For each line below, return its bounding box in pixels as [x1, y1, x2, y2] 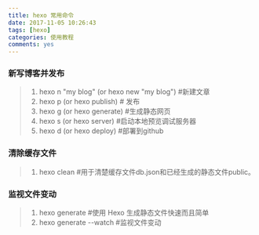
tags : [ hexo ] [8, 26, 51, 34]
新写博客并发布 [8, 68, 65, 79]
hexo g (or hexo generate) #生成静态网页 [38, 107, 171, 116]
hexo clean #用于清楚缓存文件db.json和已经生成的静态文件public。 [38, 167, 255, 176]
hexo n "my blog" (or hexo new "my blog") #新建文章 [38, 87, 210, 96]
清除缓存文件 [8, 148, 57, 159]
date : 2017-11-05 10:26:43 [8, 19, 97, 27]
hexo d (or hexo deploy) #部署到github [38, 126, 164, 136]
